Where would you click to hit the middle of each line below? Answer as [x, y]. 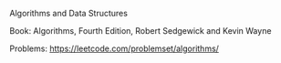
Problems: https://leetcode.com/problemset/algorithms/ [114, 48]
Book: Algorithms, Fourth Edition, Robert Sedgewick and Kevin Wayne [140, 31]
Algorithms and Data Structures [68, 13]
